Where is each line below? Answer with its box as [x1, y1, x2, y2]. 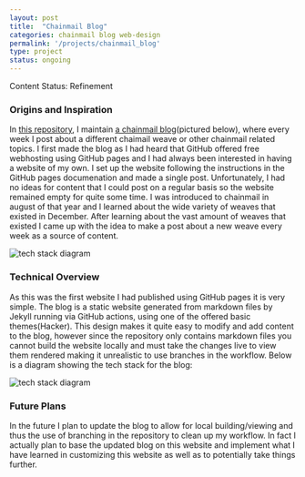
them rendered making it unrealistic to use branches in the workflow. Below [9, 350, 292, 360]
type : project [9, 47, 64, 56]
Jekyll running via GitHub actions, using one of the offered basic [9, 310, 251, 321]
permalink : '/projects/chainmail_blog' [9, 38, 161, 48]
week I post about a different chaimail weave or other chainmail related [9, 134, 276, 145]
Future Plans [9, 400, 66, 412]
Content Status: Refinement [9, 81, 114, 91]
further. [9, 459, 38, 470]
